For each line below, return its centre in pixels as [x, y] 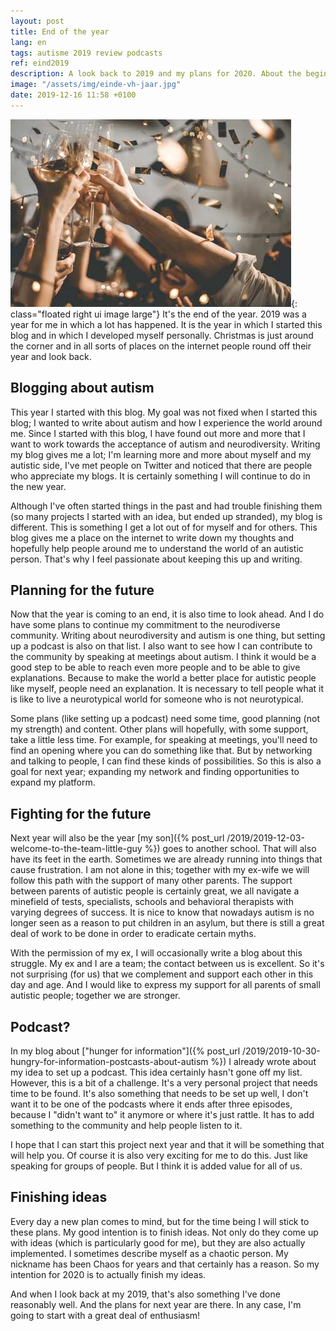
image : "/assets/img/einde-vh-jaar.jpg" [96, 85]
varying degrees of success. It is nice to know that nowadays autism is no [162, 912]
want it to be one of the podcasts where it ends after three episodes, [151, 1104]
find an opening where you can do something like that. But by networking [161, 751]
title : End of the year [60, 31]
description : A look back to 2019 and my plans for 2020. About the [156, 74]
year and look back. [51, 356]
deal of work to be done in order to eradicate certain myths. [133, 934]
